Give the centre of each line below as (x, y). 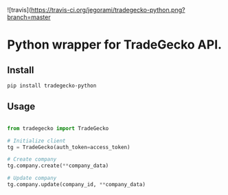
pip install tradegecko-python (52, 86)
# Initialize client (37, 141)
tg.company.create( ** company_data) (58, 166)
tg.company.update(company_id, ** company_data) (77, 185)
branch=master (29, 17)
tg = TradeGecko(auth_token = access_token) (69, 147)
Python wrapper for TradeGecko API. (114, 45)
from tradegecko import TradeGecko (58, 128)
